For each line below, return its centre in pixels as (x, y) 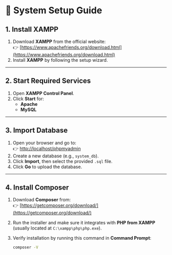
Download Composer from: (41, 200)
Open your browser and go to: (45, 143)
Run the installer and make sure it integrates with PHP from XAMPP (84, 223)
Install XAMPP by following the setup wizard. (60, 60)
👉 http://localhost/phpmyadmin (47, 148)
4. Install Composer (37, 188)
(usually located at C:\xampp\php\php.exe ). (57, 228)
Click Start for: (28, 99)
